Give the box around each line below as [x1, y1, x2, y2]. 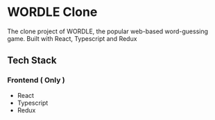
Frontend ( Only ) [7, 76, 66, 85]
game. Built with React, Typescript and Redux [7, 34, 137, 42]
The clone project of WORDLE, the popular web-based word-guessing [7, 27, 209, 35]
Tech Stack [7, 55, 57, 67]
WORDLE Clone [7, 4, 98, 20]
